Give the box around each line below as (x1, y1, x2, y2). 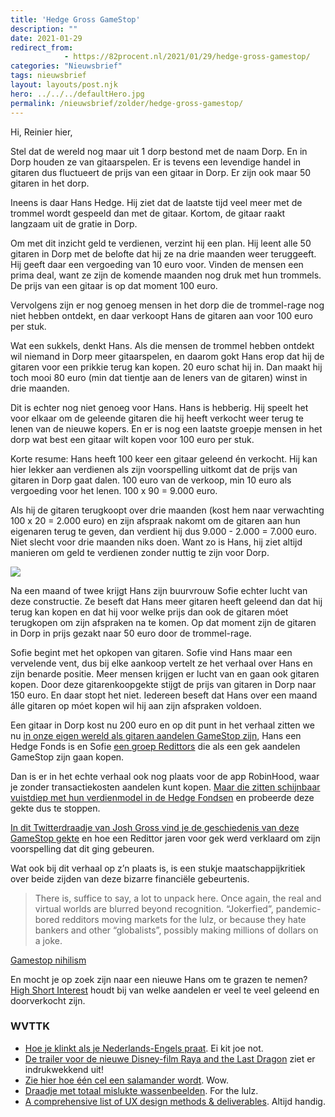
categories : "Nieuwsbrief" (10, 61, 123, 71)
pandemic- (275, 902, 322, 915)
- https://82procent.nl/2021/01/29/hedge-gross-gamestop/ (63, 52, 311, 62)
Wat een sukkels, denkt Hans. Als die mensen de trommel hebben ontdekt (10, 339, 315, 351)
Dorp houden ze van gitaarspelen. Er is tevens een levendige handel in (10, 156, 302, 168)
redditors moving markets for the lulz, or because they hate (61, 913, 307, 925)
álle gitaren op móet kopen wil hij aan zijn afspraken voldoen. (10, 699, 262, 711)
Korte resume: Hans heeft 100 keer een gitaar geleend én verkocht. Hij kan (10, 452, 318, 465)
